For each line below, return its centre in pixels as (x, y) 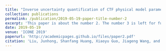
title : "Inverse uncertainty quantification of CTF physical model (76, 9)
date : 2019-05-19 (23, 28)
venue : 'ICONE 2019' (26, 32)
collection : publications (32, 14)
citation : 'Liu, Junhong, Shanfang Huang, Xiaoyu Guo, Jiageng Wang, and (83, 41)
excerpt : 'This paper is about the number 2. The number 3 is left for (80, 23)
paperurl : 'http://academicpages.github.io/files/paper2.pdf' (70, 37)
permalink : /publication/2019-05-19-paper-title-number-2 (66, 18)
